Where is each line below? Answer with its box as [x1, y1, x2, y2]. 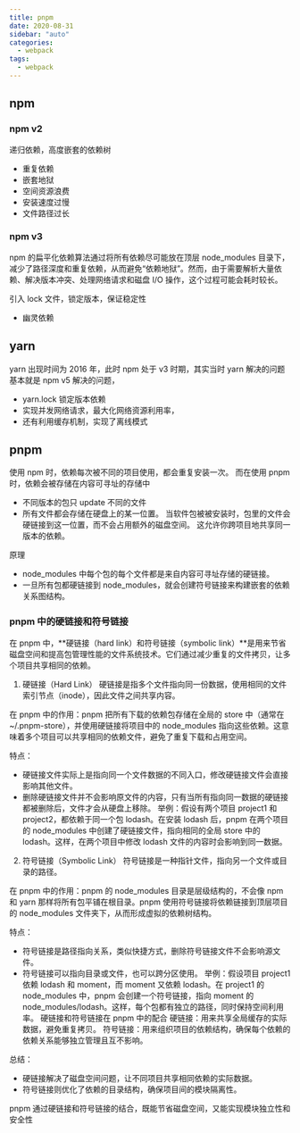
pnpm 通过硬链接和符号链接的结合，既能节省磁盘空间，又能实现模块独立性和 [9, 1103, 291, 1113]
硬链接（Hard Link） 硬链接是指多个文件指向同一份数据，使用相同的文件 [21, 679, 287, 689]
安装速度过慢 [21, 196, 70, 207]
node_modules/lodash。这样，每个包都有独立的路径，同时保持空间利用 [21, 1001, 284, 1012]
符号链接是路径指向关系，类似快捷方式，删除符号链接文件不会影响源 [21, 946, 273, 956]
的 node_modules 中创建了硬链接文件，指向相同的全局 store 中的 [21, 825, 261, 836]
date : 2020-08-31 [9, 21, 74, 30]
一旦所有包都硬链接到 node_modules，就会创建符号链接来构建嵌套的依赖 [21, 579, 290, 590]
